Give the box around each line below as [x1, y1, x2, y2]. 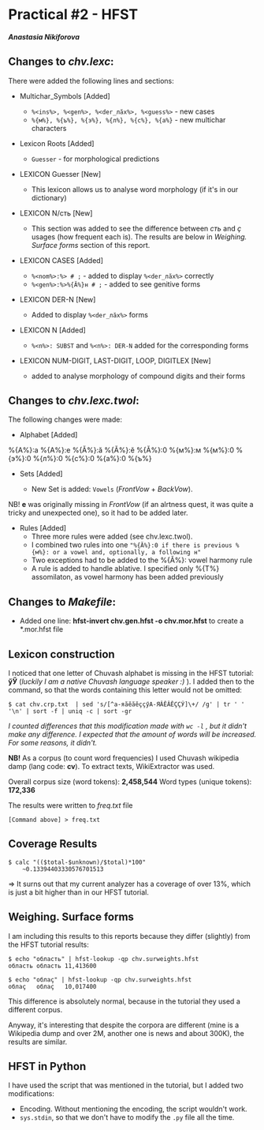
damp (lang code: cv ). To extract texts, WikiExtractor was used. [8, 762, 215, 771]
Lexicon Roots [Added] [19, 138, 95, 148]
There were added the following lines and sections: [8, 76, 175, 85]
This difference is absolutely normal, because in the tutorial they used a [8, 997, 240, 1006]
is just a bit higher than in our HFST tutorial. [8, 887, 150, 897]
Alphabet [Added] [19, 430, 78, 440]
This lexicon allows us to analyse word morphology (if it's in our [31, 184, 239, 194]
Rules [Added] [19, 524, 67, 533]
